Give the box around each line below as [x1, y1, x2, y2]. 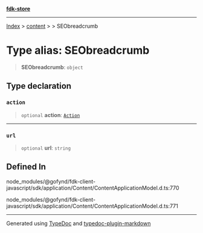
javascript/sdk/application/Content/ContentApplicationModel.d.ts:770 [6, 184, 179, 191]
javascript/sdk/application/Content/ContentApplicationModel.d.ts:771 [6, 202, 178, 209]
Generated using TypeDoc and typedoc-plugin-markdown [6, 220, 151, 227]
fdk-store [6, 5, 31, 12]
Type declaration [6, 81, 71, 91]
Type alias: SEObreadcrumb [6, 43, 150, 57]
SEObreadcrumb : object [21, 63, 83, 71]
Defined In [6, 162, 47, 172]
